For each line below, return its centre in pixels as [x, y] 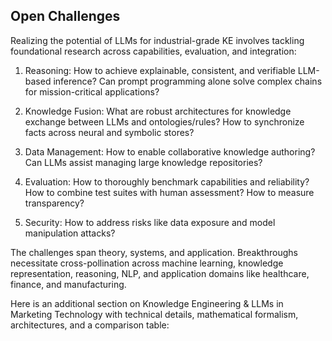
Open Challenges [65, 16]
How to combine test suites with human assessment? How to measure [169, 192]
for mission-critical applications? [92, 91]
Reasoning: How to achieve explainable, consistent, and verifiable [160, 70]
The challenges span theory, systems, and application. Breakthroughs [154, 252]
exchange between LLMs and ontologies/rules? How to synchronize [164, 121]
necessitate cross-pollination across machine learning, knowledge [147, 263]
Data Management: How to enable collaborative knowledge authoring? [170, 151]
